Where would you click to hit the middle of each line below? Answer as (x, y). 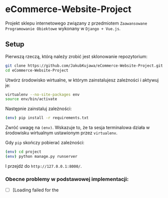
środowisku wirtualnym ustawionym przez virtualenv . (61, 133)
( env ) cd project (23, 152)
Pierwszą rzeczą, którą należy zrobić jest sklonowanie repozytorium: (76, 56)
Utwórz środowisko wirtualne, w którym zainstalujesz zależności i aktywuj (82, 80)
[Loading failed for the (35, 190)
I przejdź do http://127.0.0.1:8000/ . (44, 166)
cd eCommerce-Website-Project (37, 70)
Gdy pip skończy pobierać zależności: (45, 143)
